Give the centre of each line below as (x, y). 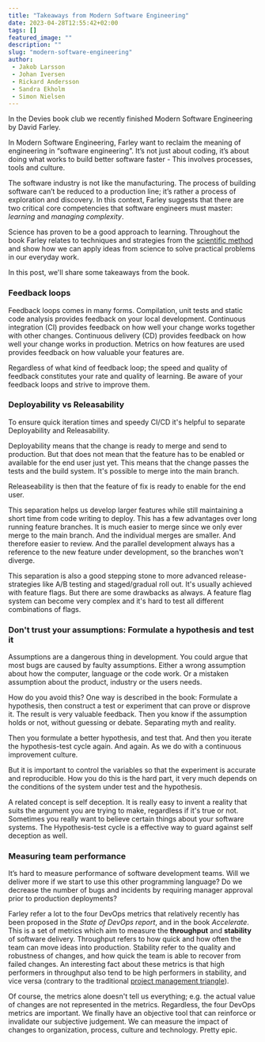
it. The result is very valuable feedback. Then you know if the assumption (128, 714)
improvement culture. (43, 755)
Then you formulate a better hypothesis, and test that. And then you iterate (130, 738)
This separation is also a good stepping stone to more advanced (113, 576)
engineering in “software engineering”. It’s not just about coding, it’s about (129, 151)
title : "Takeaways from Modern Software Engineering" (99, 15)
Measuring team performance (67, 856)
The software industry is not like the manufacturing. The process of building (132, 183)
